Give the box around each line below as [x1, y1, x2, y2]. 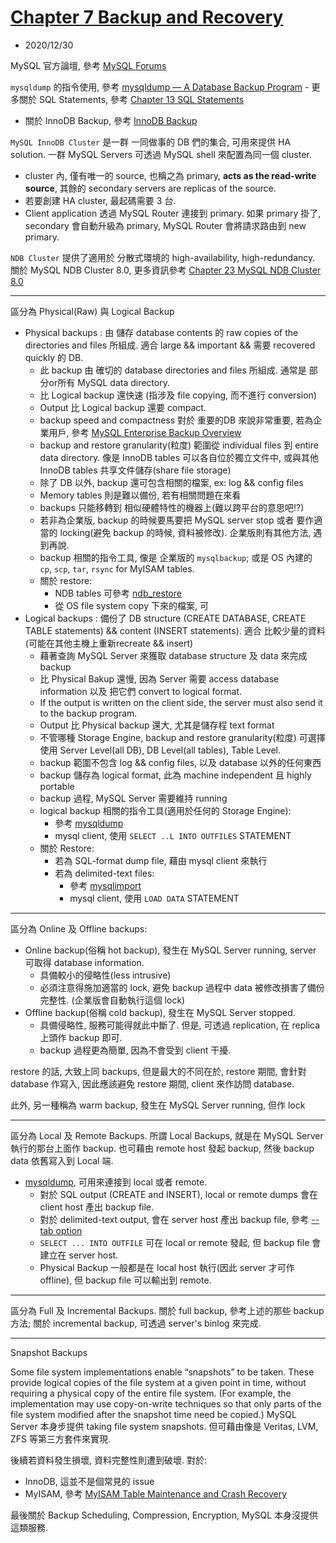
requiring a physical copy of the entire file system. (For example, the [10, 1387, 292, 1399]
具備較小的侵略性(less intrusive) [39, 969, 172, 981]
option [55, 1224, 83, 1236]
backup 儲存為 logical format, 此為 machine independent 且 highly [39, 769, 312, 781]
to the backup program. [39, 707, 138, 719]
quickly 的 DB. [24, 351, 84, 363]
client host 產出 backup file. [39, 1201, 155, 1213]
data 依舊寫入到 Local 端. [10, 1154, 114, 1166]
